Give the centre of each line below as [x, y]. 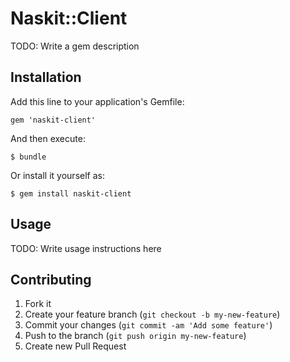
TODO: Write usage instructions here [86, 248]
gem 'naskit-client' [53, 120]
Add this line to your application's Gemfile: [97, 101]
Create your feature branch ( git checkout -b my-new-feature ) [152, 314]
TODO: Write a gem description [75, 46]
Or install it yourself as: [57, 175]
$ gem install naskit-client [71, 193]
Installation [46, 77]
